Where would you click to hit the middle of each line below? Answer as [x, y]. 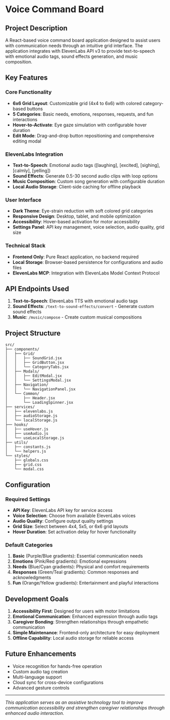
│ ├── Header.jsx [30, 398]
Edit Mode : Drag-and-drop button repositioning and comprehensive [83, 135]
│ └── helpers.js [26, 452]
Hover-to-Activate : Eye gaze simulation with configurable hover [80, 125]
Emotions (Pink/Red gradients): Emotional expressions [69, 561]
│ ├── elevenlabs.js [29, 412]
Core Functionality [29, 92]
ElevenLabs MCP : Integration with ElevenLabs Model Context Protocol [86, 273]
